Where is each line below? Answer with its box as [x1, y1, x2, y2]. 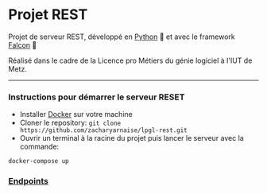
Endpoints [8, 176, 49, 187]
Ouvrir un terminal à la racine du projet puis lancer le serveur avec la [19, 134, 244, 143]
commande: [19, 142, 60, 152]
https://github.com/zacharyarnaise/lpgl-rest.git [19, 126, 188, 134]
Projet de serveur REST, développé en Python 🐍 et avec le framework [8, 32, 236, 41]
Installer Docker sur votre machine [19, 110, 133, 119]
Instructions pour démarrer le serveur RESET [8, 91, 185, 103]
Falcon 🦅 [8, 40, 37, 49]
